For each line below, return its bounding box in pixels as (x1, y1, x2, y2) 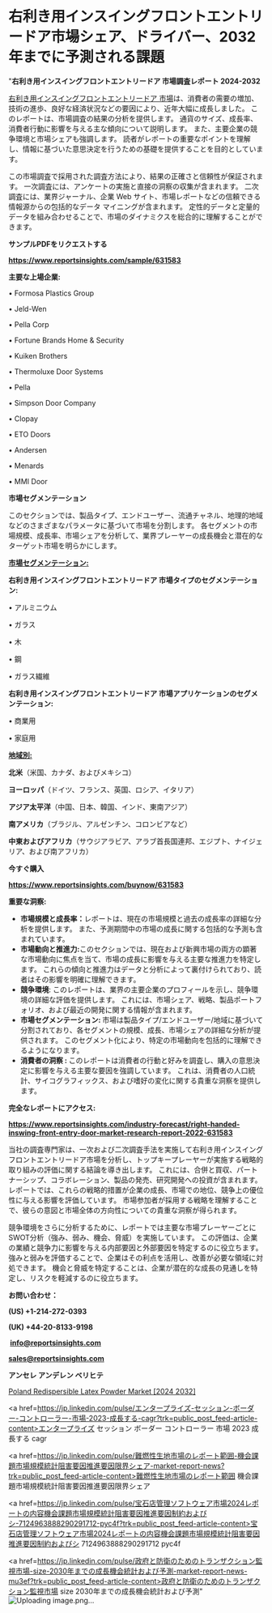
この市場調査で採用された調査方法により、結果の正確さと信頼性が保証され (8, 171, 257, 181)
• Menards (8, 461, 45, 470)
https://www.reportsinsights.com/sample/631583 (8, 255, 181, 265)
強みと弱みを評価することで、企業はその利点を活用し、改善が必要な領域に (8, 1253, 257, 1262)
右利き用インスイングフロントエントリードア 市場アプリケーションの (8, 688, 237, 698)
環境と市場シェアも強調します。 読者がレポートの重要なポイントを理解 (15, 134, 251, 143)
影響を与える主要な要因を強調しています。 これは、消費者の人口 (34, 1066, 249, 1075)
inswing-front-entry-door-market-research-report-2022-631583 (8, 1127, 233, 1138)
